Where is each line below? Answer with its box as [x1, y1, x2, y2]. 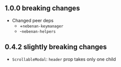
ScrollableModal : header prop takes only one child [12, 56, 116, 62]
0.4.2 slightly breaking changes [5, 43, 107, 51]
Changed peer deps [12, 17, 54, 23]
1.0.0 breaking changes [5, 4, 80, 13]
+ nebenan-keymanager [19, 23, 64, 29]
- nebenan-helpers [19, 28, 56, 34]
